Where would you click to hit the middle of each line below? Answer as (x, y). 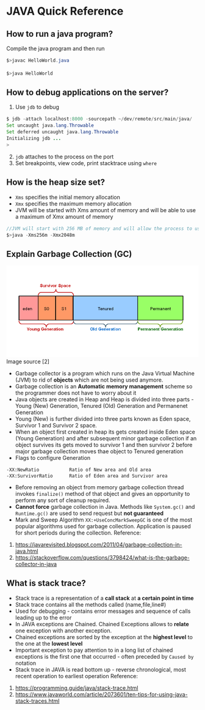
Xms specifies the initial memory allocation (68, 197)
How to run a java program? (60, 34)
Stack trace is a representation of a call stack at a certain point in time (104, 598)
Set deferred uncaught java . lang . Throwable (63, 132)
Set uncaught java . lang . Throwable (50, 126)
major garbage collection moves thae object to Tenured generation (99, 451)
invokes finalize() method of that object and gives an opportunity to (103, 494)
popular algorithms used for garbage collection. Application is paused (103, 527)
